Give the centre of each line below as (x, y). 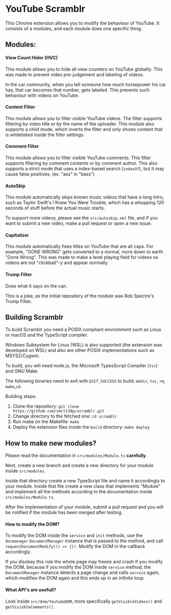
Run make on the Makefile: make (46, 422)
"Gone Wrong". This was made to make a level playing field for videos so (82, 257)
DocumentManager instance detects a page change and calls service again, (82, 573)
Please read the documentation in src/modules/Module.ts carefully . (76, 455)
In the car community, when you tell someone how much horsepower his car (86, 84)
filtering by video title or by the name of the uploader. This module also (80, 124)
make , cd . (14, 386)
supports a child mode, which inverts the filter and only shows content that (84, 129)
